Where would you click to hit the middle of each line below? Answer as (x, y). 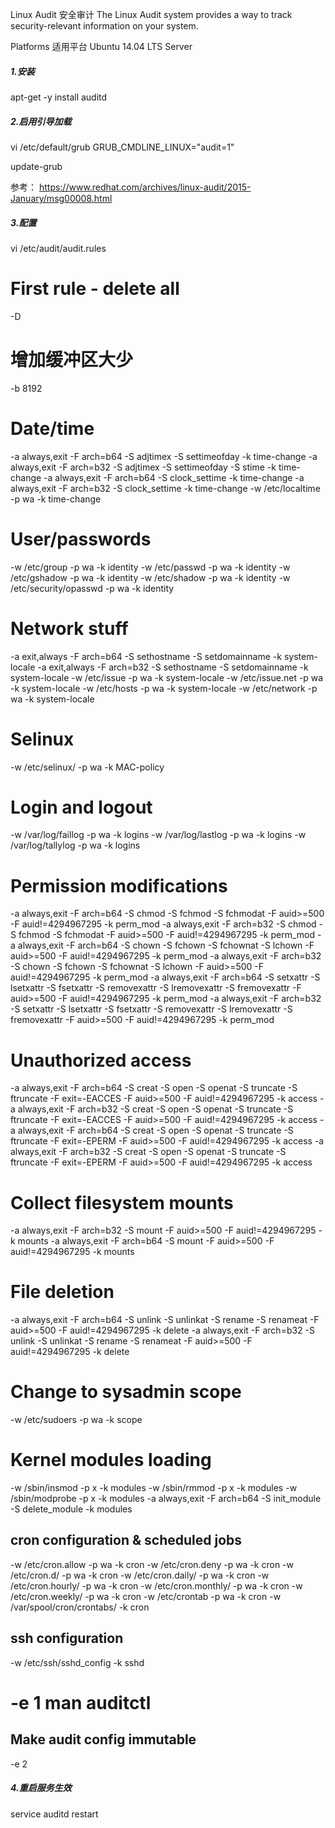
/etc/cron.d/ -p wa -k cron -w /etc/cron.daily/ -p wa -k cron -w (140, 1575)
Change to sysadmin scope (126, 1392)
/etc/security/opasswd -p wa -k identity (92, 588)
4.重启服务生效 (41, 1788)
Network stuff (69, 628)
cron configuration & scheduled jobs (126, 1540)
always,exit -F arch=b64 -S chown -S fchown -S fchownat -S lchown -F (166, 945)
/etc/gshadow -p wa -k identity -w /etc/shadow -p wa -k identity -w (150, 577)
